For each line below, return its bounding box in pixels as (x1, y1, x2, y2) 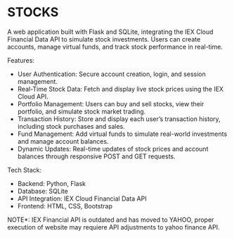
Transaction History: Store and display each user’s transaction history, (17, 114, 221, 123)
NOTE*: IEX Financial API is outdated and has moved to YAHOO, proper (7, 215, 214, 224)
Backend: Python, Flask (17, 179, 86, 187)
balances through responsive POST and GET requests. (17, 152, 176, 161)
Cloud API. (17, 92, 48, 101)
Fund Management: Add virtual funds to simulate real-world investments (17, 130, 228, 138)
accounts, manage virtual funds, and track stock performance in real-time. (7, 42, 223, 51)
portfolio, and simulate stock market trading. (17, 107, 146, 115)
